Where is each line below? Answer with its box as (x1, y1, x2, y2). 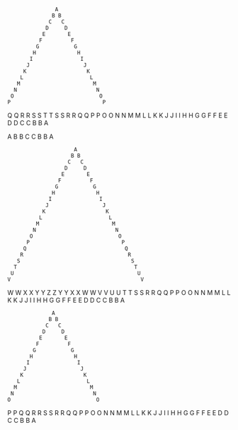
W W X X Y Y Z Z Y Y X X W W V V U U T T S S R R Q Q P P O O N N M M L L (7, 289, 231, 296)
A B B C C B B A (7, 132, 54, 141)
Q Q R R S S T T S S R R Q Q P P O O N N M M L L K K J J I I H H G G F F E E (7, 111, 228, 120)
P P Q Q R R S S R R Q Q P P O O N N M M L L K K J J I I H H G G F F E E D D (7, 409, 229, 417)
